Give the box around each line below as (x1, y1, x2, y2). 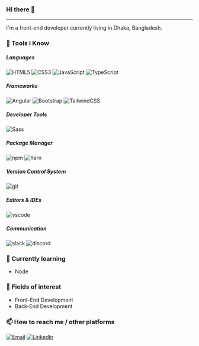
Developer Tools (6, 111, 47, 118)
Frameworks (6, 82, 38, 89)
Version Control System (6, 168, 66, 175)
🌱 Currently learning (6, 254, 66, 262)
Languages (6, 53, 35, 61)
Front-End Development (14, 296, 73, 303)
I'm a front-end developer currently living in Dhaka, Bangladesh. (6, 24, 163, 31)
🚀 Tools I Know (6, 39, 49, 47)
